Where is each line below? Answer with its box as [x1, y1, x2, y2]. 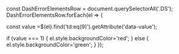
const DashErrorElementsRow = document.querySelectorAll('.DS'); [6, 5, 174, 12]
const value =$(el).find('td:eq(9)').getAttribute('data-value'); [6, 23, 158, 30]
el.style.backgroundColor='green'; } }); [6, 41, 104, 48]
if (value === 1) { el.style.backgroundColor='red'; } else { [6, 35, 149, 41]
